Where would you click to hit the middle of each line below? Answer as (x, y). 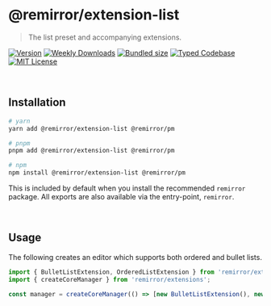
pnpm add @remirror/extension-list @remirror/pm (92, 151)
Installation (37, 103)
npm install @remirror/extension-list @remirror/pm (97, 173)
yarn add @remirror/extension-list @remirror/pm (92, 128)
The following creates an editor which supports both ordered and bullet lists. (135, 257)
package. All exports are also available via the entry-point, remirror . (121, 197)
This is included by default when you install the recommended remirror (127, 188)
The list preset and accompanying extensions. (105, 37)
